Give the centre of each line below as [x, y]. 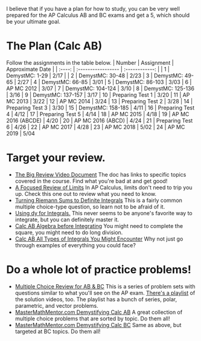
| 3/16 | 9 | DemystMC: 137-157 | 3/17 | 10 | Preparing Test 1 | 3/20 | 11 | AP [98, 95]
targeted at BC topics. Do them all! [58, 331]
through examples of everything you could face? [75, 245]
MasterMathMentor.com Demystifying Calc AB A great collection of [99, 312]
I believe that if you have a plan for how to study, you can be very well [93, 9]
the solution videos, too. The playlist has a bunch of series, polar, [96, 299]
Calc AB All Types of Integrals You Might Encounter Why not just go [99, 239]
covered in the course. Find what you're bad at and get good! [91, 181]
